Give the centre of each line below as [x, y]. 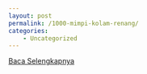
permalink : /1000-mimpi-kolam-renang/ [73, 23]
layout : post [30, 16]
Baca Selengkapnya [42, 61]
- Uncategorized [50, 38]
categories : [28, 31]
